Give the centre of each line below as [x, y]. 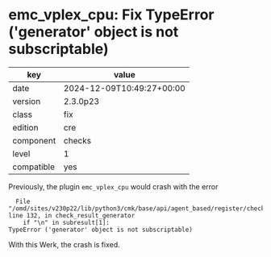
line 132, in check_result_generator [72, 215]
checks [77, 140]
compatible [33, 167]
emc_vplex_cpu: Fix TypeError [112, 15]
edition [25, 127]
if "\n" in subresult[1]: [67, 222]
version [27, 101]
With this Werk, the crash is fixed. [65, 244]
